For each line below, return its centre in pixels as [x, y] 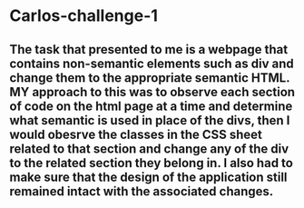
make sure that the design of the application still [148, 177]
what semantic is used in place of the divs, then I [150, 120]
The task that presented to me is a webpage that [149, 50]
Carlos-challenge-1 [84, 16]
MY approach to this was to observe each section [152, 92]
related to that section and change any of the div [149, 149]
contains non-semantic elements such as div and [152, 63]
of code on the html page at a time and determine [151, 106]
